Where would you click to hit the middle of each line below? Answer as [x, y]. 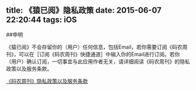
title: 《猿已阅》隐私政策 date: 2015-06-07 [84, 10]
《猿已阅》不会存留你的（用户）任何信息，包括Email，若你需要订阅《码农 [94, 47]
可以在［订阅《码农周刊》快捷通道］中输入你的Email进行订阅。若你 [99, 54]
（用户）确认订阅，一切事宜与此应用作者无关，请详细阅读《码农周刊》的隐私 [98, 61]
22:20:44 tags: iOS [41, 20]
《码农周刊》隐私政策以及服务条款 [47, 81]
